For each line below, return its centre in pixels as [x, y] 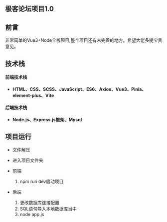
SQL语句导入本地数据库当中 [48, 209]
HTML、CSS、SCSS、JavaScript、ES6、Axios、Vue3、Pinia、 [79, 89]
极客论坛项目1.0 [29, 9]
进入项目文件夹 [28, 160]
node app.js [32, 214]
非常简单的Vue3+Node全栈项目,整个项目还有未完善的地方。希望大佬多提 [79, 40]
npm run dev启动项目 [42, 181]
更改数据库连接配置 [40, 202]
